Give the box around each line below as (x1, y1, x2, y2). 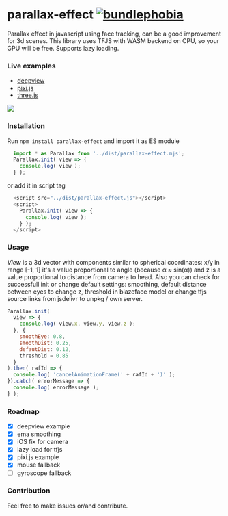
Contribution (7, 486, 51, 495)
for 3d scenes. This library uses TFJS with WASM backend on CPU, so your (7, 36, 220, 44)
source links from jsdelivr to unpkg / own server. (7, 294, 143, 302)
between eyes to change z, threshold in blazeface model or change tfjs (7, 287, 207, 296)
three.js (16, 91, 39, 99)
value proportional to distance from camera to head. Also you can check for (7, 272, 220, 281)
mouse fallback (16, 461, 61, 469)
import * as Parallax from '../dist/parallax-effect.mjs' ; (13, 150, 185, 157)
